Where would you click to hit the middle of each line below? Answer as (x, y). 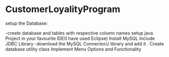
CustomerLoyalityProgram (63, 9)
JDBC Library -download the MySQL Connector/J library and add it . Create (85, 43)
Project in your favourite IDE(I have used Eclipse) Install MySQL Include (80, 38)
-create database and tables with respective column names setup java (79, 33)
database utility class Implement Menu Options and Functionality (73, 49)
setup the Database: (27, 23)
